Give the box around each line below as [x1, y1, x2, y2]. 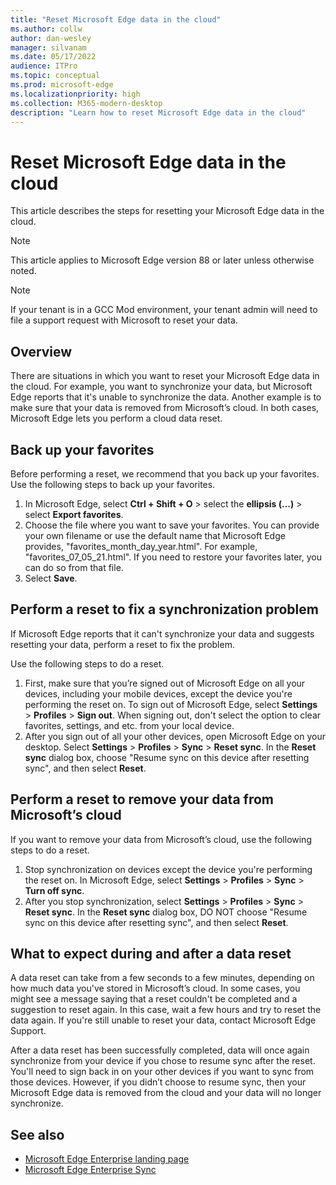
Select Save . [24, 572, 78, 584]
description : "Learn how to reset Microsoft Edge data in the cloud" [10, 107, 307, 118]
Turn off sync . [24, 884, 85, 896]
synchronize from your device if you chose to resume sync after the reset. [10, 1055, 316, 1067]
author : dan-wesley [10, 33, 92, 43]
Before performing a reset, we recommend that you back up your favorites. [10, 467, 320, 480]
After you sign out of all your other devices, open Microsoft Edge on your [24, 730, 327, 742]
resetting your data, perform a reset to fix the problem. [10, 638, 235, 650]
